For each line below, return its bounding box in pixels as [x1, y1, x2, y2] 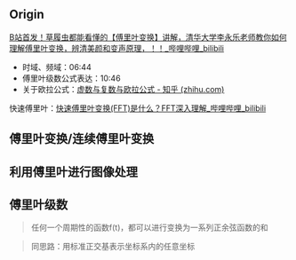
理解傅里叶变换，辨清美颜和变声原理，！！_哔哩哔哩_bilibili [9, 43, 225, 53]
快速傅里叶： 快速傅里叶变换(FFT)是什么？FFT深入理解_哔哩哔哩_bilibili [9, 102, 267, 114]
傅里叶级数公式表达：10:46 [21, 73, 122, 83]
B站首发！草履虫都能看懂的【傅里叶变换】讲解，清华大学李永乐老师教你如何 [9, 31, 287, 43]
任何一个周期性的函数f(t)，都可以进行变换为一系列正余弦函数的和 [30, 222, 268, 233]
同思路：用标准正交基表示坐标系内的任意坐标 [30, 241, 196, 252]
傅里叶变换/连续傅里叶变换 [9, 131, 155, 146]
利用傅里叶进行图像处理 [9, 164, 138, 179]
